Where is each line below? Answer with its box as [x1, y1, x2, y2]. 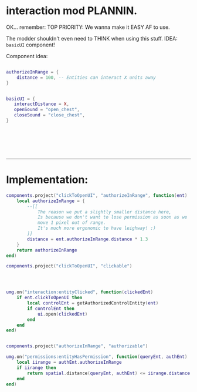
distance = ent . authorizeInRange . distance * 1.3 [27, 236, 148, 242]
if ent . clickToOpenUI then [16, 295, 83, 301]
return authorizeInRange [16, 247, 77, 253]
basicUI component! [6, 41, 55, 48]
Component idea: [6, 52, 48, 59]
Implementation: [6, 173, 89, 186]
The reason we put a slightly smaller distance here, [37, 209, 172, 215]
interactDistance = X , [13, 101, 69, 107]
